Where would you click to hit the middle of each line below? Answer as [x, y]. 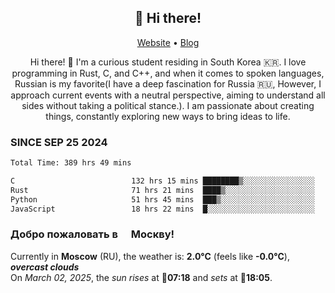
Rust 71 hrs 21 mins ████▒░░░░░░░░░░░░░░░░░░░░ [162, 190]
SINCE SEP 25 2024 [59, 142]
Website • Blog [168, 42]
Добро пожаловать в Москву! [92, 234]
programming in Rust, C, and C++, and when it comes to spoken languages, [168, 73]
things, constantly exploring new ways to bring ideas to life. [168, 116]
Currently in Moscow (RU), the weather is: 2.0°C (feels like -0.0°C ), [150, 256]
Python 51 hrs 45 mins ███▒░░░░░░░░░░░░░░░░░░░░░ [162, 199]
